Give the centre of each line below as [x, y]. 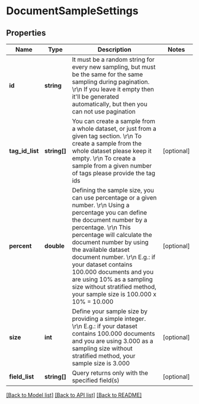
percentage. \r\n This [102, 227]
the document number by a [110, 220]
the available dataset [101, 250]
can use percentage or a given [114, 198]
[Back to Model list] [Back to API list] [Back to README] [74, 395]
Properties [26, 33]
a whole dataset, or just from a [114, 129]
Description [114, 50]
